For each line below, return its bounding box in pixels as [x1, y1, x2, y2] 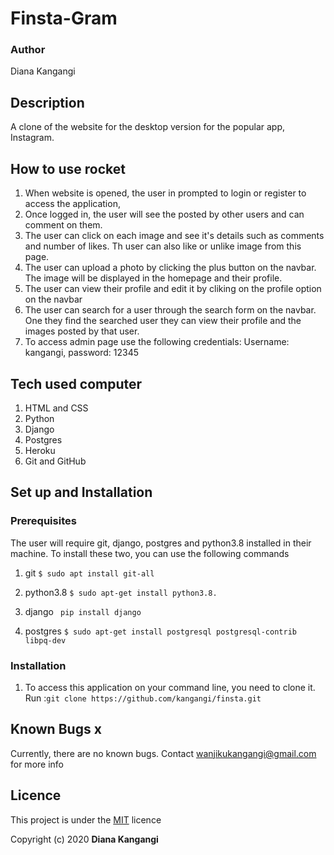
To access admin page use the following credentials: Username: [24, 336, 290, 348]
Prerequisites [10, 514, 77, 528]
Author [10, 43, 46, 57]
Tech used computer [10, 375, 143, 392]
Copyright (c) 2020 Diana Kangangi [10, 833, 159, 845]
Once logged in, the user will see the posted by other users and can [24, 208, 305, 221]
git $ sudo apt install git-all [24, 567, 155, 579]
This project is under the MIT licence [10, 813, 162, 826]
